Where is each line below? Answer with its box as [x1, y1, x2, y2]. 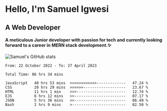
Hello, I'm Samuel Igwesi [5, 3, 109, 15]
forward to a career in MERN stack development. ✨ [5, 42, 112, 48]
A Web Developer [5, 23, 61, 32]
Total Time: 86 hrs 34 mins [5, 72, 64, 77]
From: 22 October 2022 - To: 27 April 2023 [5, 63, 97, 68]
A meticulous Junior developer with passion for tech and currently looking [5, 37, 163, 43]
